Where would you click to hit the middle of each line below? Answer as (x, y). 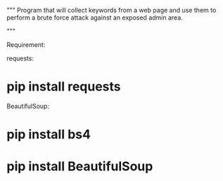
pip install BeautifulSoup (80, 167)
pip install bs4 (49, 134)
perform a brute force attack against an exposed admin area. (95, 18)
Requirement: (26, 45)
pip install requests (64, 87)
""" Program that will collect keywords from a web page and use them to (111, 10)
